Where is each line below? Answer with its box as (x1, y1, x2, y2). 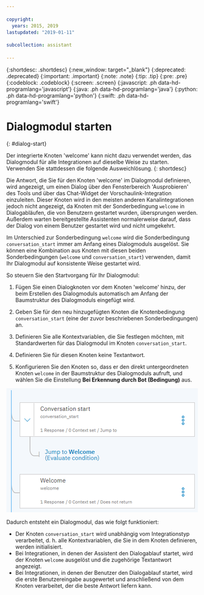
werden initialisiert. (15, 543, 63, 550)
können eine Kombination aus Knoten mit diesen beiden (6, 247, 146, 254)
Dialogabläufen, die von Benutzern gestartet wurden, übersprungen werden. (6, 209, 198, 216)
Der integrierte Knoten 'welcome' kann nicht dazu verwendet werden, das (6, 151, 192, 159)
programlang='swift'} (6, 98, 60, 106)
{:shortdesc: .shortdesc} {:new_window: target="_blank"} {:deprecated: (6, 66, 186, 73)
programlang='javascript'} (6, 85, 72, 93)
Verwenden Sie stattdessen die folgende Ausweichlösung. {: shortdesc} (6, 165, 187, 172)
